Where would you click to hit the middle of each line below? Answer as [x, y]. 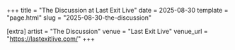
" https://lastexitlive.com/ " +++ [51, 39]
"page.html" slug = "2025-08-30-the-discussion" [79, 18]
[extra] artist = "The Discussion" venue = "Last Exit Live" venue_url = [107, 31]
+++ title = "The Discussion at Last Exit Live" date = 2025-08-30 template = [117, 10]
